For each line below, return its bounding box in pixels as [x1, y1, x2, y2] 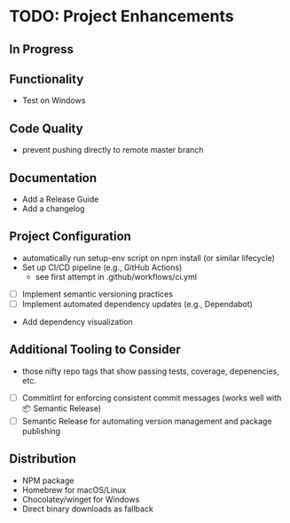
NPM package [21, 475, 74, 486]
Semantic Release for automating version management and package [21, 416, 272, 426]
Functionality [9, 71, 84, 86]
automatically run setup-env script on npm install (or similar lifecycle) [21, 252, 275, 263]
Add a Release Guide [21, 194, 99, 205]
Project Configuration [9, 229, 131, 244]
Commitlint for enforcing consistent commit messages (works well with [21, 392, 282, 403]
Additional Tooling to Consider [9, 342, 181, 357]
